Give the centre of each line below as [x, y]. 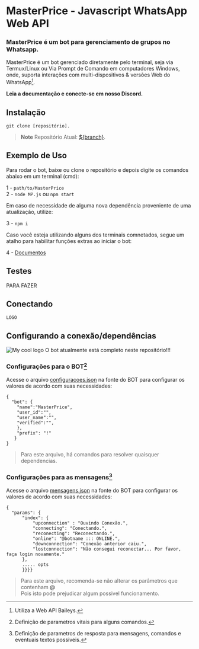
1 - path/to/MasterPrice [35, 187]
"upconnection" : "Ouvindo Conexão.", [80, 523]
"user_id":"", [34, 412]
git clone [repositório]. [38, 126]
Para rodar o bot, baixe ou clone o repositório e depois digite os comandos [97, 170]
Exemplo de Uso [36, 156]
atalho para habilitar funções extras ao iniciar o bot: [69, 241]
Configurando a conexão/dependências [81, 336]
